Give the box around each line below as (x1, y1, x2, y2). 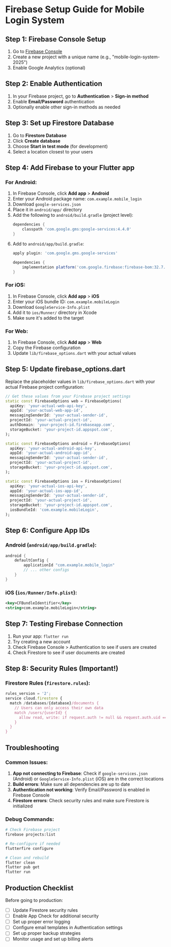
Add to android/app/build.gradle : (12, 240, 84, 246)
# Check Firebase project (5, 827, 60, 832)
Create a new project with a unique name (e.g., (12, 54, 111, 60)
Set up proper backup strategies (12, 930, 81, 936)
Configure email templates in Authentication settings (12, 925, 123, 931)
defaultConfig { (14, 558, 49, 563)
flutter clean (5, 860, 36, 865)
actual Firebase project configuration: (5, 384, 84, 390)
